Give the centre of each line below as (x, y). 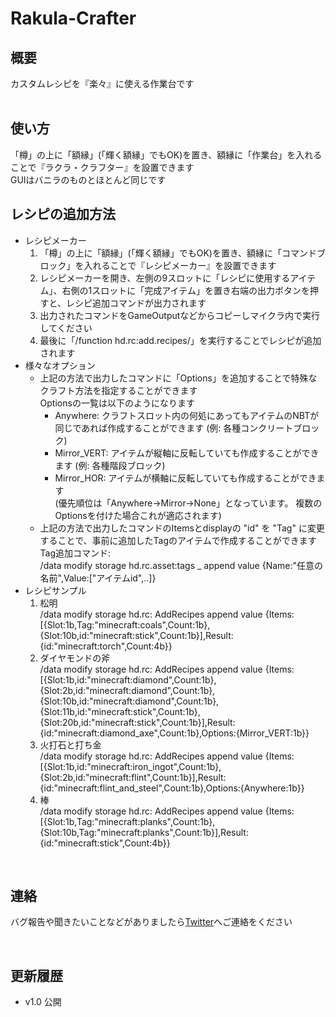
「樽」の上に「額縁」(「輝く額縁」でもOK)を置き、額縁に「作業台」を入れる (166, 154)
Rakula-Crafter (73, 18)
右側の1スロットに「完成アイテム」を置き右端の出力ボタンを (185, 290)
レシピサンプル (55, 590)
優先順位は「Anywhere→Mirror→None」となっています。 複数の (190, 503)
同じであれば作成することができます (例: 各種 (148, 428)
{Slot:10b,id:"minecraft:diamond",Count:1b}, (129, 701)
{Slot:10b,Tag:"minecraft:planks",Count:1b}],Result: (144, 832)
